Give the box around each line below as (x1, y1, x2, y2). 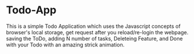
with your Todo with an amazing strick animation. (6, 41, 125, 48)
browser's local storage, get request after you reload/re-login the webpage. (6, 28, 189, 35)
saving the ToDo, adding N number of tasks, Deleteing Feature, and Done (6, 35, 183, 42)
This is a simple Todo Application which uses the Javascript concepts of (6, 23, 181, 30)
